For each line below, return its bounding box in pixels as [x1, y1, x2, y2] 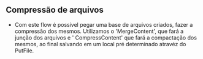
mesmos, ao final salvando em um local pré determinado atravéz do [14, 40, 186, 47]
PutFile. [14, 47, 34, 54]
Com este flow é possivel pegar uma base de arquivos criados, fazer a [14, 21, 193, 28]
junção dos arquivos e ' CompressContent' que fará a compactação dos [14, 33, 197, 41]
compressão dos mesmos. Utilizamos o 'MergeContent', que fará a [14, 27, 184, 35]
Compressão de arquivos [6, 5, 104, 15]
